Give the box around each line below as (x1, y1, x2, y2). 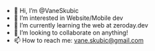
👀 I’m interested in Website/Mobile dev (13, 14, 123, 22)
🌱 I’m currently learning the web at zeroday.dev (13, 21, 148, 29)
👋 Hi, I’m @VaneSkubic (13, 7, 79, 14)
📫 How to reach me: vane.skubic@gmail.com (13, 37, 144, 44)
